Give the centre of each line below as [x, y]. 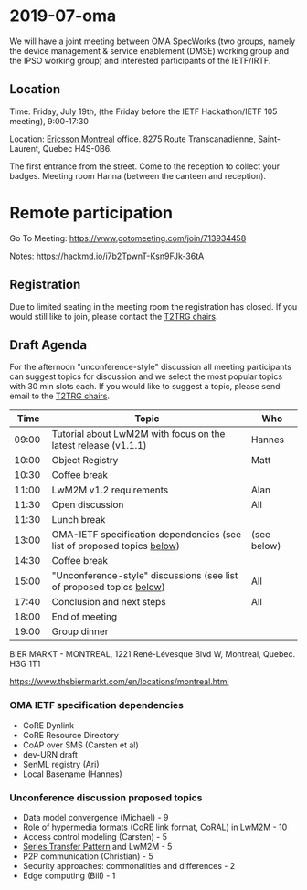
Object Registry [85, 461]
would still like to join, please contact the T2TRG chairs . [114, 316]
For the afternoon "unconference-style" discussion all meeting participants [151, 367]
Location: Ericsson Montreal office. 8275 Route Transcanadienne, [132, 139]
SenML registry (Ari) [61, 764]
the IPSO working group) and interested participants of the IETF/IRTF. [140, 60]
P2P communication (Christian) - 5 [88, 856]
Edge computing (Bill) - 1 [69, 875]
